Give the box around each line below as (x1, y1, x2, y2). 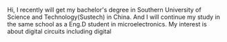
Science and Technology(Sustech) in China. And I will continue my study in (7, 13, 221, 21)
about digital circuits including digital (7, 27, 112, 35)
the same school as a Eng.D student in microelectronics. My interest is (7, 20, 207, 28)
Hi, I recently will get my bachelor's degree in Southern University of (7, 6, 201, 14)
